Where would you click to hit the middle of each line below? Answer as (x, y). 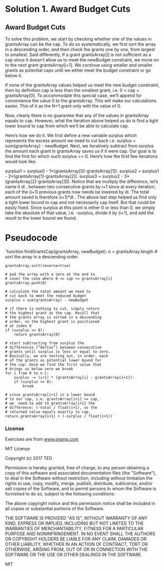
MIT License (18, 449)
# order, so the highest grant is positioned (52, 321)
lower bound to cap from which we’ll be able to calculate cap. (67, 126)
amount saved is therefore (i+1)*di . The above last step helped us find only (81, 197)
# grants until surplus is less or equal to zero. (58, 352)
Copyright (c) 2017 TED (29, 458)
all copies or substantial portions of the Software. (55, 509)
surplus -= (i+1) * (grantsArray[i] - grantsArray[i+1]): (74, 377)
